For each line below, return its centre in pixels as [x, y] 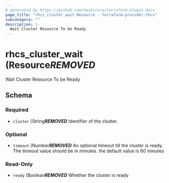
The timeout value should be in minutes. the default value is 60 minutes [88, 151]
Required [17, 110]
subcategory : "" [23, 19]
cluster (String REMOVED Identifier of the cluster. [65, 121]
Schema [19, 95]
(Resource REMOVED [50, 65]
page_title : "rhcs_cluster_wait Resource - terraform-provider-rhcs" [81, 15]
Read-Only [19, 164]
